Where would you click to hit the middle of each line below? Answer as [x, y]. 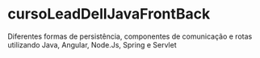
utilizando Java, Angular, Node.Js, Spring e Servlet [92, 44]
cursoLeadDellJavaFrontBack [109, 14]
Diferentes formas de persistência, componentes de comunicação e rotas [130, 36]
